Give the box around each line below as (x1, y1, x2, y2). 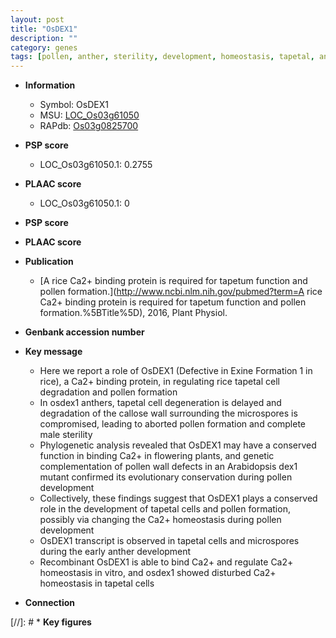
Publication (24, 256, 74, 268)
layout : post (10, 14, 65, 25)
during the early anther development (39, 546, 192, 558)
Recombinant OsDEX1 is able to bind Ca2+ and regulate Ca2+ (39, 556, 294, 568)
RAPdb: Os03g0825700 (39, 120, 139, 132)
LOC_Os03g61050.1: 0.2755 (39, 159, 153, 171)
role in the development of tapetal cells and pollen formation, (39, 503, 291, 515)
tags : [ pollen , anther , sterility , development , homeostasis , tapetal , (10, 52, 315, 62)
